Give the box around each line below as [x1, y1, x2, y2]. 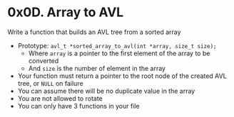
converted [28, 56, 59, 65]
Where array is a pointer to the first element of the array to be [28, 49, 210, 57]
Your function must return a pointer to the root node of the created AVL [17, 72, 227, 80]
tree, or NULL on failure [17, 79, 83, 87]
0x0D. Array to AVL [7, 4, 124, 21]
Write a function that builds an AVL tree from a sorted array [7, 28, 181, 36]
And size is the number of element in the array [28, 64, 166, 72]
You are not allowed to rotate [17, 94, 103, 103]
